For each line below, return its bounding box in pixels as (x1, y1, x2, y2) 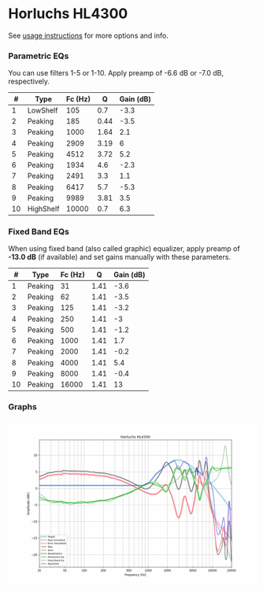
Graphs (8, 401, 37, 413)
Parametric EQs (8, 50, 69, 61)
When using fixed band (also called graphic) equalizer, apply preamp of (8, 244, 240, 253)
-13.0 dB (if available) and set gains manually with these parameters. (8, 253, 231, 262)
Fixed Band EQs (8, 226, 69, 237)
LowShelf (27, 105, 58, 115)
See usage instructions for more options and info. (8, 31, 169, 40)
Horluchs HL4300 (8, 5, 128, 23)
